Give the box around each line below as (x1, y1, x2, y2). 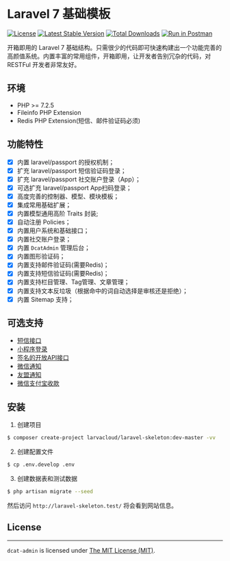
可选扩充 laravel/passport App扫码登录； (16, 183, 132, 192)
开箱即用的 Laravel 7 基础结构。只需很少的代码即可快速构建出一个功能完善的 (7, 43, 222, 51)
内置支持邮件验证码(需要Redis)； (16, 261, 110, 269)
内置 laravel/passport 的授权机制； (16, 158, 115, 166)
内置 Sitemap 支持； (16, 295, 74, 303)
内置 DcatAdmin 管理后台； (16, 244, 91, 252)
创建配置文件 (16, 447, 53, 456)
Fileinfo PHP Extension (16, 108, 81, 116)
